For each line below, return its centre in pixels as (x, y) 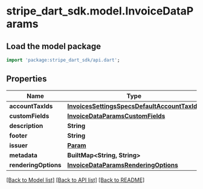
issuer (19, 145)
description (26, 126)
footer (18, 135)
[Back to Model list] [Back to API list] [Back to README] (76, 180)
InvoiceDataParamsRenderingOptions (123, 165)
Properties (27, 79)
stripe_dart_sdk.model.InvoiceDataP (100, 11)
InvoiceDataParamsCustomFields (116, 116)
